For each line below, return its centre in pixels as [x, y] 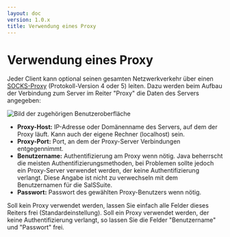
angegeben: [24, 100]
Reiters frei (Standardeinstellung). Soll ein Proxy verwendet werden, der [108, 213]
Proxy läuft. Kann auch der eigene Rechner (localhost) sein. [101, 135]
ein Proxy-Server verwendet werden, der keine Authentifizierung [108, 171]
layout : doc [24, 13]
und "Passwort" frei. [36, 227]
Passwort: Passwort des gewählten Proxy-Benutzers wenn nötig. [109, 193]
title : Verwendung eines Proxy [52, 26]
